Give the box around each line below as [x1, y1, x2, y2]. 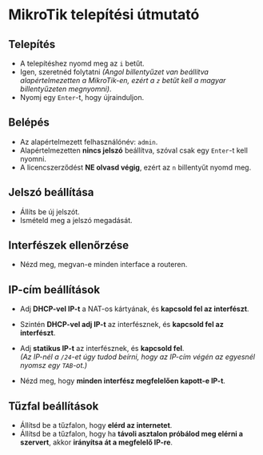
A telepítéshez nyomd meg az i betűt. [19, 58, 145, 68]
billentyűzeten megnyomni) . [19, 84, 112, 94]
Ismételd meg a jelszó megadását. [19, 215, 133, 225]
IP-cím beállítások [8, 282, 101, 297]
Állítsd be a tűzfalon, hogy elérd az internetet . [19, 421, 173, 430]
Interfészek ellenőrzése [8, 238, 130, 253]
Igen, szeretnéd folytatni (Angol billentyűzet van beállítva [19, 67, 209, 77]
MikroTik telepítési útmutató [8, 6, 200, 24]
